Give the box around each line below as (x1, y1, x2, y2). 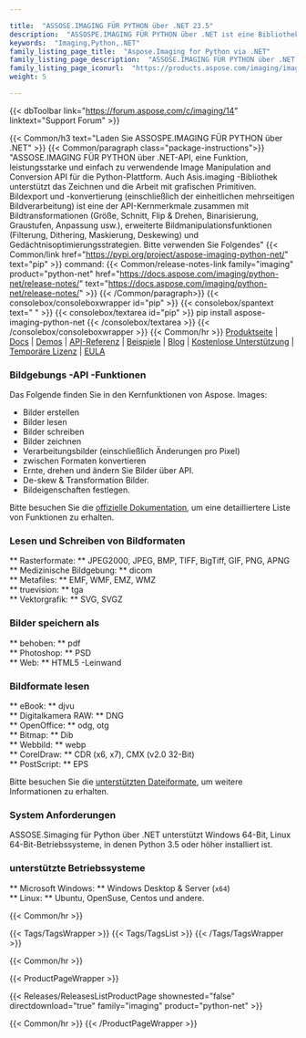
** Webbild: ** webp (9, 740, 87, 751)
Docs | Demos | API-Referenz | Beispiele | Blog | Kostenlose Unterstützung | (9, 336, 294, 347)
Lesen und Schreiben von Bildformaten (9, 535, 186, 547)
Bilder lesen (22, 417, 68, 428)
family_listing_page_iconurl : (9, 64, 125, 73)
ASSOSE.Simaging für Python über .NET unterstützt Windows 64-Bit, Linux (9, 829, 291, 840)
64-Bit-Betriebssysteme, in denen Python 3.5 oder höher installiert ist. (9, 839, 273, 850)
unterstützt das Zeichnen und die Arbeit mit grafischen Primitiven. (9, 181, 257, 192)
